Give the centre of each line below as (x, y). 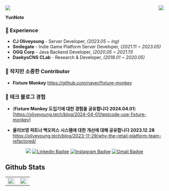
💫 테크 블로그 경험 (25, 97)
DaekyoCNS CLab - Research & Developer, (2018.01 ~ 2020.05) (78, 57)
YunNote (15, 17)
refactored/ (24, 141)
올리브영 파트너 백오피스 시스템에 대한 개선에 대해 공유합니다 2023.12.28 (83, 130)
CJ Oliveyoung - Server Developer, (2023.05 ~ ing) (66, 41)
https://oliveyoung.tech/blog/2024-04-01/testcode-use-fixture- (80, 114)
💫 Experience (22, 30)
